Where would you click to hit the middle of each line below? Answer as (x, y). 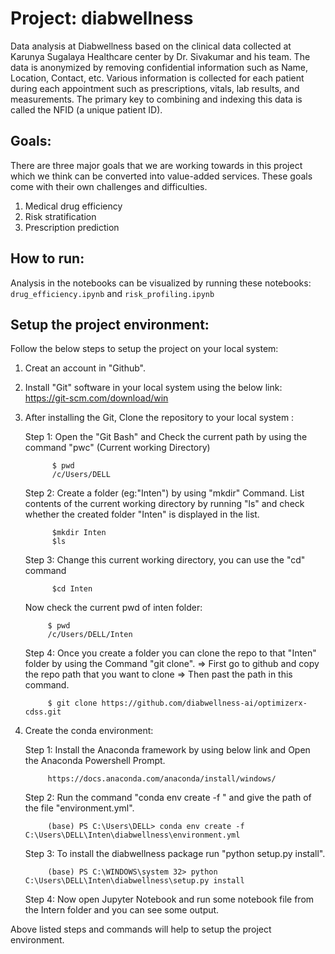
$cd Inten (72, 589)
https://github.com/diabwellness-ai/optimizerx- (204, 703)
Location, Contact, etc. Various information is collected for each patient (157, 78)
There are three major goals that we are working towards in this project (156, 165)
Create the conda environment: (89, 731)
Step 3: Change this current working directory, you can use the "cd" (165, 560)
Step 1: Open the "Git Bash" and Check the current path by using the (166, 437)
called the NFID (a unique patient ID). (86, 109)
